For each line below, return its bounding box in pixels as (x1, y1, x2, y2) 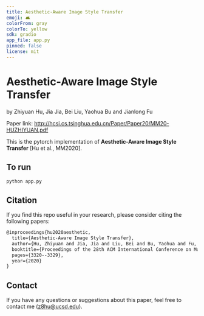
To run (6, 162, 32, 172)
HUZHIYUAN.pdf (6, 126, 49, 133)
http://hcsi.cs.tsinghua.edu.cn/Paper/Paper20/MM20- (34, 119, 169, 127)
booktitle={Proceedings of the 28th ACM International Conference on (12, 246, 191, 253)
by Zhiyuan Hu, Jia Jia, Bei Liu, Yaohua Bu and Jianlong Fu (6, 108, 153, 115)
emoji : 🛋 (6, 15, 31, 21)
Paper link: (6, 119, 33, 127)
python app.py (6, 178, 42, 184)
